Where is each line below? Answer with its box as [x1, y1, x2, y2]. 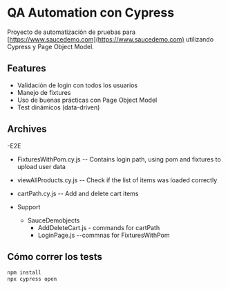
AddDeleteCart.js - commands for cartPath [37, 223, 160, 231]
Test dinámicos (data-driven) [17, 103, 100, 112]
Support [17, 202, 41, 211]
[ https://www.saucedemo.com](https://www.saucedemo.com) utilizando [7, 35, 214, 43]
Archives [7, 123, 47, 135]
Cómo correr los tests [7, 251, 102, 263]
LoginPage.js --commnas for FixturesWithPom [37, 231, 170, 239]
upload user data [17, 162, 66, 170]
